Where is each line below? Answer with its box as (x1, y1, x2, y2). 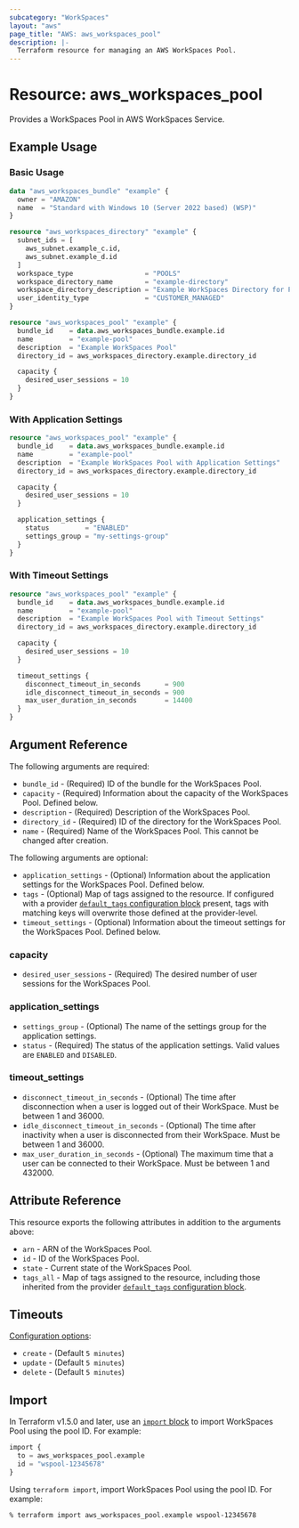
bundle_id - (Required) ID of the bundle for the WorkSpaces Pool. (21, 778, 263, 789)
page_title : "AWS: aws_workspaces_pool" (9, 29, 162, 38)
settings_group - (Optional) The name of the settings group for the (21, 1020, 267, 1031)
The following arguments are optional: (9, 852, 149, 863)
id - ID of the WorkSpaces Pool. (21, 1253, 140, 1264)
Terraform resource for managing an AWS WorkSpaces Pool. (17, 46, 238, 55)
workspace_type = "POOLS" (17, 269, 181, 278)
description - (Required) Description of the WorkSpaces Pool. (21, 807, 251, 817)
